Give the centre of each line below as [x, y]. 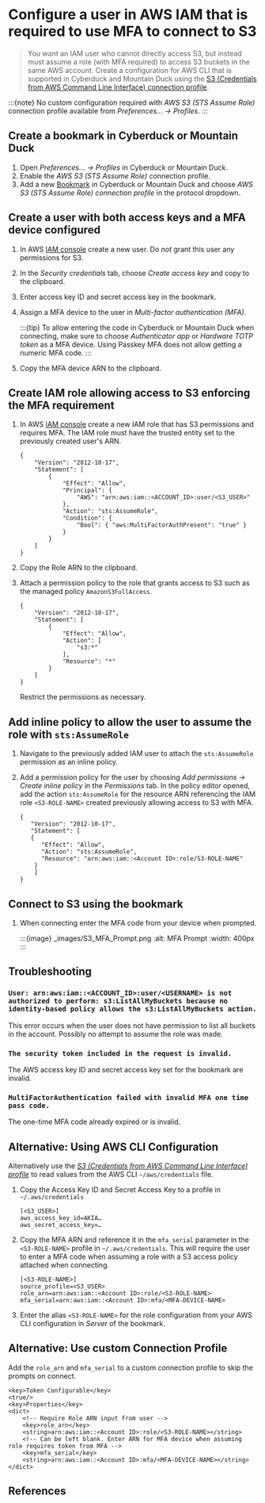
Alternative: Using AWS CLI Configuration [114, 1146]
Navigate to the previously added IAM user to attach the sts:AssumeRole [136, 753]
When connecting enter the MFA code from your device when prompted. [138, 923]
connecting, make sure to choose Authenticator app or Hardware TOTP [136, 335]
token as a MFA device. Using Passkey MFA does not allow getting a [131, 344]
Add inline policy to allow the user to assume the [130, 722]
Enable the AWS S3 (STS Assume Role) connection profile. [115, 175]
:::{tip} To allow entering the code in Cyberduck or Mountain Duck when [137, 328]
